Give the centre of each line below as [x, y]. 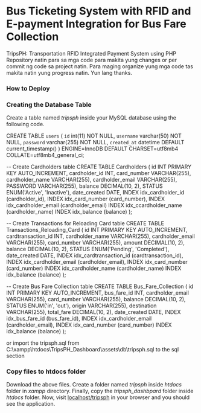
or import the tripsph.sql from [43, 343]
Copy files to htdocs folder [46, 371]
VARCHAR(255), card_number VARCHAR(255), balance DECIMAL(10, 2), [96, 299]
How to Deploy [28, 88]
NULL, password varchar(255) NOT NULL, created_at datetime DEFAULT [95, 142]
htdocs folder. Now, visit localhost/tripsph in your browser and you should [98, 397]
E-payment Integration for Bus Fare [96, 24]
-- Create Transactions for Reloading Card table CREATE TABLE [85, 223]
